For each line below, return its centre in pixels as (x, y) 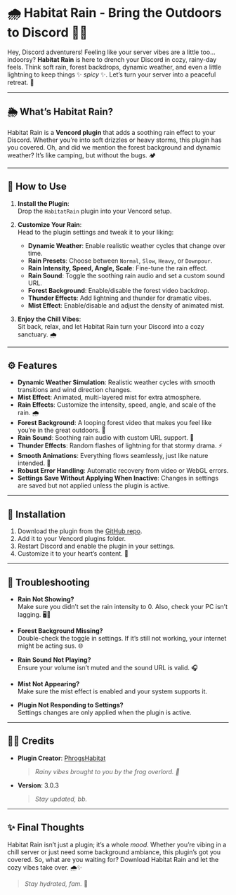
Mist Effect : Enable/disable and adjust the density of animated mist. (126, 305)
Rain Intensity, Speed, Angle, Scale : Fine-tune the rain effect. (118, 268)
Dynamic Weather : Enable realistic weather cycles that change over (127, 245)
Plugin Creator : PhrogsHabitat (61, 758)
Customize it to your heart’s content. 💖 (73, 554)
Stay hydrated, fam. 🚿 (56, 883)
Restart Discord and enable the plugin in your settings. (96, 546)
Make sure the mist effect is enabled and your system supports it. (112, 691)
